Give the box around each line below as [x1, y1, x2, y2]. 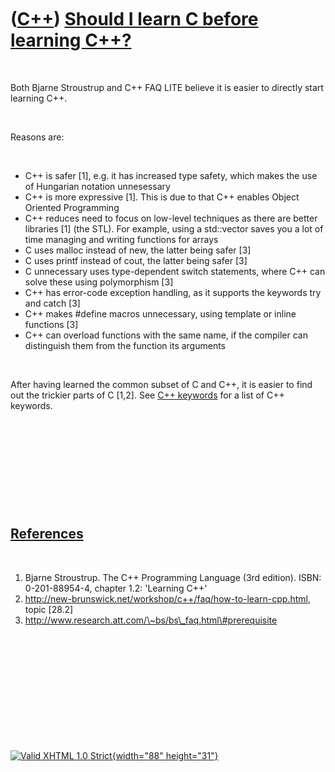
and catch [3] [24, 297, 81, 309]
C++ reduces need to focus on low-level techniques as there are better [24, 212, 318, 224]
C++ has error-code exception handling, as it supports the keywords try [24, 286, 322, 298]
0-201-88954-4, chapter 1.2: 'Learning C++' [24, 582, 208, 594]
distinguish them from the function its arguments [24, 339, 227, 351]
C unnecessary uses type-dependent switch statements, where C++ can [24, 265, 326, 277]
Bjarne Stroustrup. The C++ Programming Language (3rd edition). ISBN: [24, 571, 322, 583]
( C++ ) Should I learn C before [10, 8, 259, 31]
